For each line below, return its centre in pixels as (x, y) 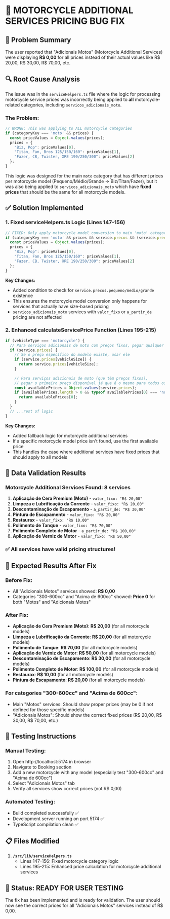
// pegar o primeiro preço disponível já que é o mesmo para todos (87, 383)
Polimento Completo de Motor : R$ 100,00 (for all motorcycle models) (86, 669)
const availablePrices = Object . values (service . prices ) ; (76, 388)
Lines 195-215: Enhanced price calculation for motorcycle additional (91, 867)
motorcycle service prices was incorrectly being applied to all (70, 99)
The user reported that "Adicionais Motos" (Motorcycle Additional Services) (84, 52)
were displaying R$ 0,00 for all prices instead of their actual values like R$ (83, 57)
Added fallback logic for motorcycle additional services (70, 435)
